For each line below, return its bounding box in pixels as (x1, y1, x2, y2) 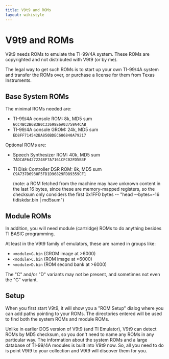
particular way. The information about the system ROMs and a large (5, 336, 148, 343)
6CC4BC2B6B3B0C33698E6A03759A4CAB (12, 122, 86, 127)
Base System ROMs (5, 92, 69, 101)
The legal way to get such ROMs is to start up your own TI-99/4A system (5, 66, 159, 73)
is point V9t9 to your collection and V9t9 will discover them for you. (5, 347, 148, 353)
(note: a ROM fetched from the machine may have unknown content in (12, 181, 161, 187)
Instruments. (5, 77, 32, 83)
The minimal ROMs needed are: (5, 106, 71, 112)
